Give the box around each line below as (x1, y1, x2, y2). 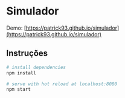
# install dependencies (6, 64, 66, 70)
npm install (6, 70, 36, 76)
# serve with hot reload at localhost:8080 (6, 80, 118, 87)
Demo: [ (6, 24, 27, 31)
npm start (6, 87, 31, 93)
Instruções (6, 48, 48, 59)
